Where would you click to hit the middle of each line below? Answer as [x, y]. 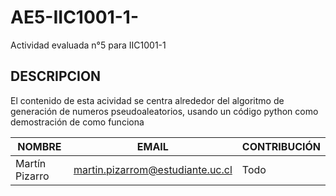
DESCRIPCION [56, 76]
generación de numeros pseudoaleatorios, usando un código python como [164, 111]
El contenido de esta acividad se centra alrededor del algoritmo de [147, 100]
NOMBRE [39, 146]
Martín [31, 163]
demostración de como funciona [77, 122]
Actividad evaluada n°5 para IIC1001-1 [88, 45]
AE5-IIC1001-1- [75, 17]
